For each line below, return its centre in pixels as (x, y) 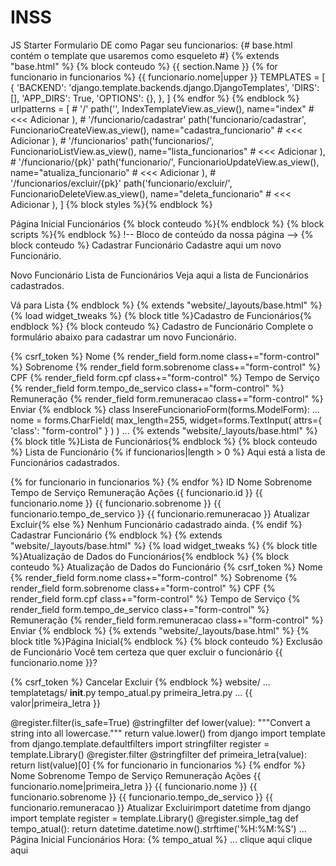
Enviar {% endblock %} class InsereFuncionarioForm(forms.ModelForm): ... (165, 409)
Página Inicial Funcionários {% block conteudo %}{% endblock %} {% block (167, 223)
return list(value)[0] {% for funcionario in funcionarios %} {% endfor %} (158, 765)
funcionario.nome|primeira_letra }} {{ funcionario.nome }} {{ (134, 786)
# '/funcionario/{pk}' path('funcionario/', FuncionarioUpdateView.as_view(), (165, 162)
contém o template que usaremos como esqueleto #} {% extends (145, 55)
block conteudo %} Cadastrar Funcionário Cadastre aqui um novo (146, 245)
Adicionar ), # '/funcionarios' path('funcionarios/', (112, 140)
